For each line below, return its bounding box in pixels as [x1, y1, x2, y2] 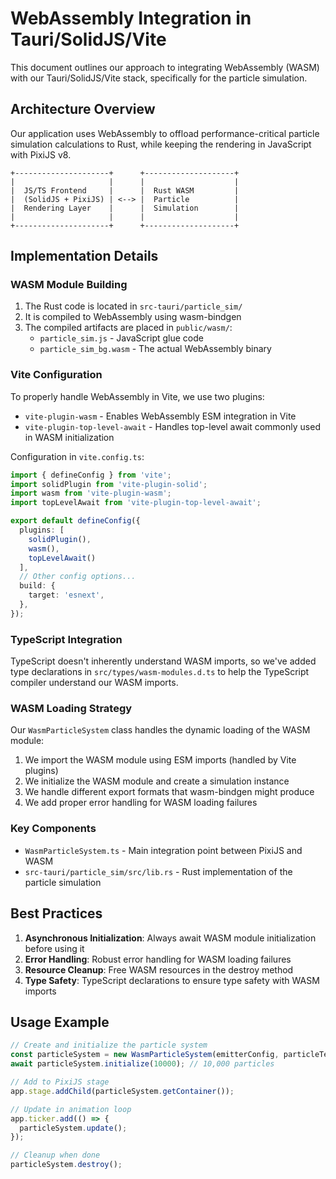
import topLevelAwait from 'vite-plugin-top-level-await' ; [10, 498, 262, 508]
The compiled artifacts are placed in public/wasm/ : [24, 322, 233, 334]
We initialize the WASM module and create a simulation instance [24, 775, 290, 787]
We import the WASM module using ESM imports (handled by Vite [24, 754, 297, 766]
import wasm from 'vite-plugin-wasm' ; [10, 488, 172, 499]
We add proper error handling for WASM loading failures [24, 797, 258, 809]
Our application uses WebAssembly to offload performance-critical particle [10, 127, 320, 139]
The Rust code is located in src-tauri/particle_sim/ [24, 300, 243, 312]
